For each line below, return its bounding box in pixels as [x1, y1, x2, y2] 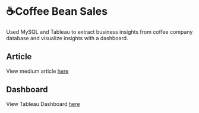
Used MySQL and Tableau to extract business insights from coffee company [6, 28, 193, 35]
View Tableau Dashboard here [6, 100, 80, 107]
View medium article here [6, 67, 69, 75]
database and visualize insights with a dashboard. [6, 34, 129, 41]
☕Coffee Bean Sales [6, 5, 108, 18]
